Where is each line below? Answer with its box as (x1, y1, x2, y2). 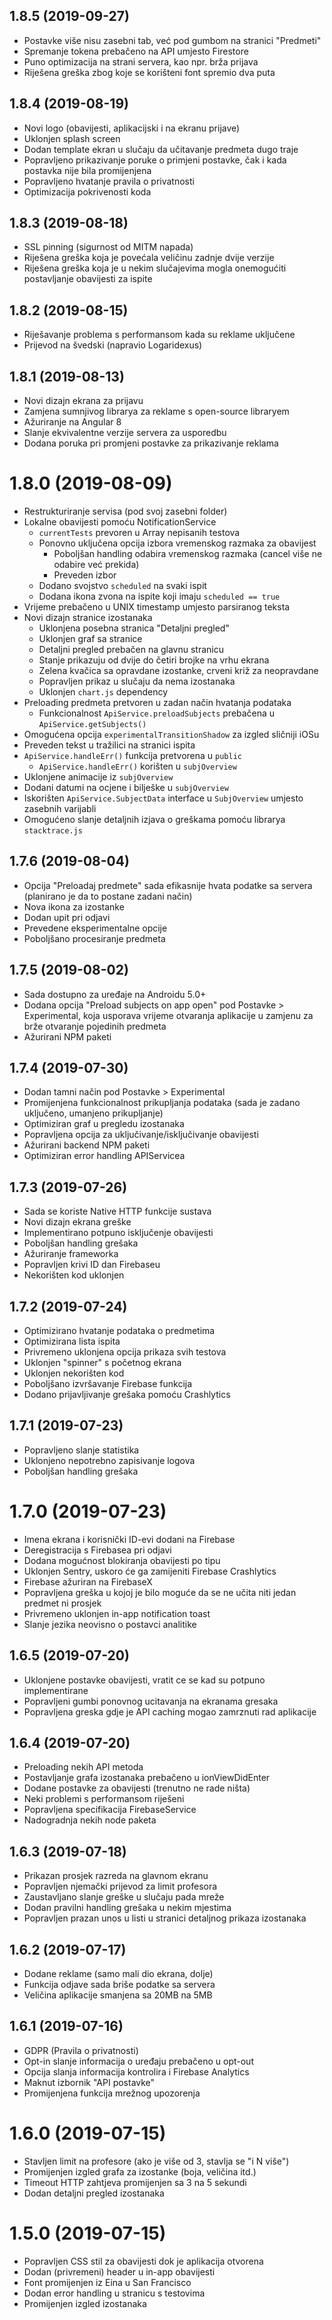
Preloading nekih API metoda (23, 1761, 144, 1773)
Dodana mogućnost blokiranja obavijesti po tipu (23, 1554, 221, 1566)
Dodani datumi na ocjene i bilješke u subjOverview (23, 782, 229, 793)
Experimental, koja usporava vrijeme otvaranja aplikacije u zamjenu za (23, 1009, 314, 1021)
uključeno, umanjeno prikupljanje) (23, 1107, 164, 1119)
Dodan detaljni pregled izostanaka (23, 2187, 165, 2199)
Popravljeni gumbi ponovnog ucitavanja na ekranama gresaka (23, 1695, 279, 1707)
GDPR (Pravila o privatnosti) (23, 2044, 139, 2056)
